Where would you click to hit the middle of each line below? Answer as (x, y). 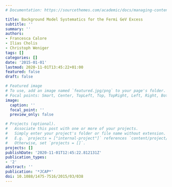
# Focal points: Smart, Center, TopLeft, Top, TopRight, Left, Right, (82, 96)
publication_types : (26, 157)
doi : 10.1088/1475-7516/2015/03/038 (44, 176)
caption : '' (23, 105)
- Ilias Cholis (21, 43)
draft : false (19, 77)
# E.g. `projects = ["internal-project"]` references (66, 138)
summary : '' (18, 29)
